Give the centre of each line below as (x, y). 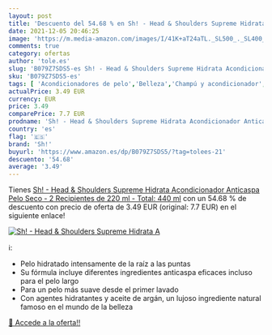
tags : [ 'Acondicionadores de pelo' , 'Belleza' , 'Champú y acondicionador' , (137, 84)
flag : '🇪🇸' (28, 136)
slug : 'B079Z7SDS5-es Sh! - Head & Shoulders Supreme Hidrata (115, 69)
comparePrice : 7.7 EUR (47, 114)
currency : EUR (32, 99)
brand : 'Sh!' (30, 144)
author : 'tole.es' (39, 62)
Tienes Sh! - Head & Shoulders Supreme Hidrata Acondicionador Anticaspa (134, 190)
